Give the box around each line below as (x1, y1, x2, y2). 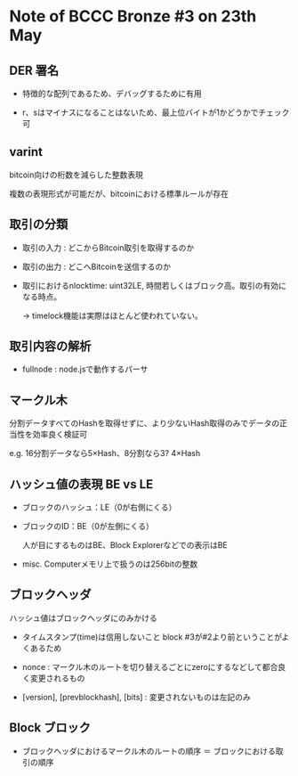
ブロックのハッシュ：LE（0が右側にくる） (21, 502, 177, 513)
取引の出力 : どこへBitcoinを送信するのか (21, 261, 172, 272)
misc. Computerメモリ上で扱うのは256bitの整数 (21, 559, 198, 569)
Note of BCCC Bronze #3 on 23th (9, 6, 257, 27)
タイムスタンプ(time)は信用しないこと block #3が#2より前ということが (21, 631, 282, 642)
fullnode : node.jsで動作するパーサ (21, 363, 149, 375)
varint (9, 144, 43, 159)
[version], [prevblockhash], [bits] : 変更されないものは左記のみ (21, 691, 251, 702)
